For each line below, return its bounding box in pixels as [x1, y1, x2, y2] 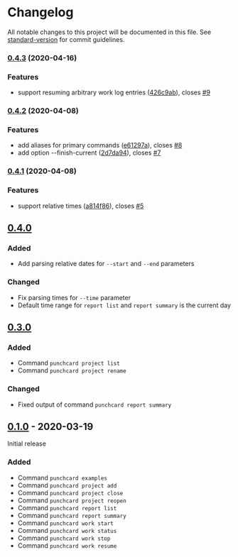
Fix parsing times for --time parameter [17, 293, 131, 302]
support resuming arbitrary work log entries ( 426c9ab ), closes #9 [17, 88, 211, 96]
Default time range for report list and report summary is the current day [17, 301, 232, 309]
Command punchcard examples [17, 473, 108, 482]
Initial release [7, 439, 46, 448]
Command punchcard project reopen [17, 496, 126, 504]
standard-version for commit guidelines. [7, 35, 125, 43]
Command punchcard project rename [17, 366, 126, 375]
